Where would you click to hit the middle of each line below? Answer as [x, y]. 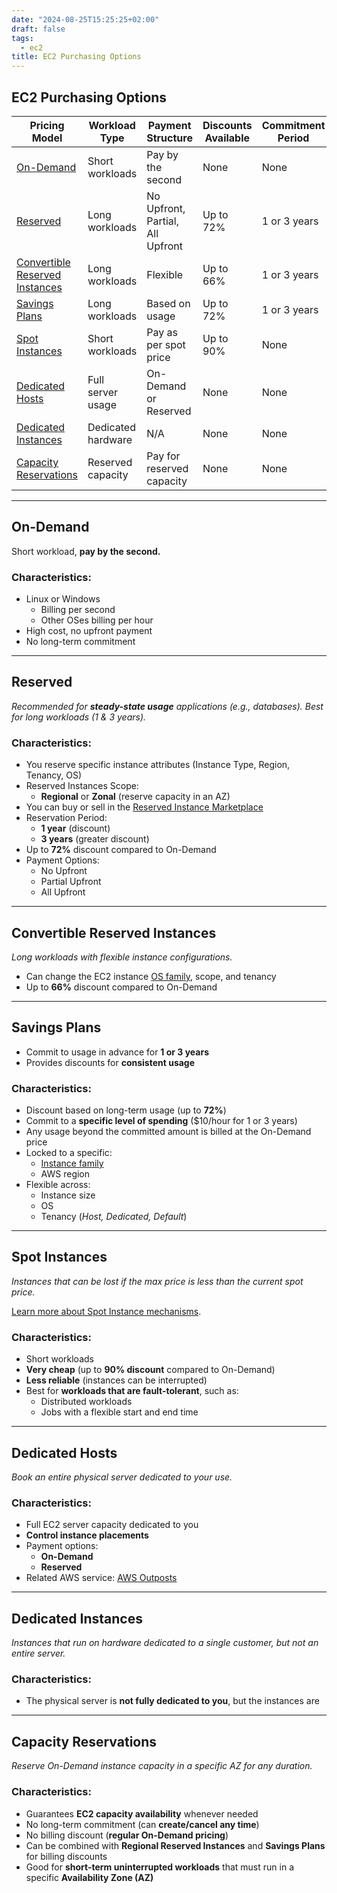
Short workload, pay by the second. [86, 551]
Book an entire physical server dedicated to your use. [122, 1477]
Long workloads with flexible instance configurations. [122, 957]
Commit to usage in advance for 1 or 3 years [117, 1052]
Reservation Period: [66, 818]
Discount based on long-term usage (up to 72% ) [126, 1110]
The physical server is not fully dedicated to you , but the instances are [172, 1701]
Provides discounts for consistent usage [110, 1062]
